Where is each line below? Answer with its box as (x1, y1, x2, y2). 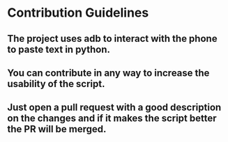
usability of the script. (7, 78, 106, 90)
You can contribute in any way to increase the (7, 67, 210, 79)
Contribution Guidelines (7, 5, 149, 21)
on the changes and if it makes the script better (7, 113, 218, 125)
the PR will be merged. (7, 123, 107, 135)
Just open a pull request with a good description (7, 102, 222, 113)
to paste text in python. (7, 43, 110, 55)
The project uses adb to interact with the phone (7, 33, 218, 45)
